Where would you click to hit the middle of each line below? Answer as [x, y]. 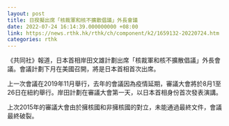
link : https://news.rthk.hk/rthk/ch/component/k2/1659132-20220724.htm [113, 33]
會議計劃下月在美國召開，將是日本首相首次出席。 [89, 69]
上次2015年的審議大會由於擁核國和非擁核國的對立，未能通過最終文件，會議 [115, 107]
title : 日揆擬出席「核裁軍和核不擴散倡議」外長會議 [72, 20]
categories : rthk [32, 40]
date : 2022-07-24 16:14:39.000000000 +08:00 [73, 26]
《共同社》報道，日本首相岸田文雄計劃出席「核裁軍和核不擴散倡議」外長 [111, 61]
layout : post [26, 14]
